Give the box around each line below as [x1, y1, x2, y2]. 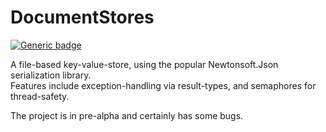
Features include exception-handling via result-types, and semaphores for [10, 79, 317, 91]
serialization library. [10, 69, 92, 81]
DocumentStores [10, 6, 155, 29]
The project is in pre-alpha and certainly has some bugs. [10, 109, 244, 121]
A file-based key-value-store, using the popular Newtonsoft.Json [10, 58, 279, 70]
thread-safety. [10, 90, 70, 102]
